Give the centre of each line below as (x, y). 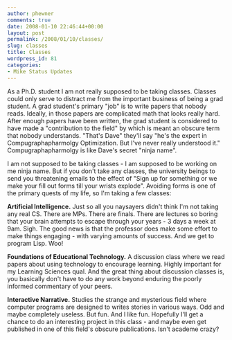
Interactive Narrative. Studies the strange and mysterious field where (107, 299)
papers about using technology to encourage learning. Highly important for (114, 264)
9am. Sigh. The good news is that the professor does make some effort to (113, 229)
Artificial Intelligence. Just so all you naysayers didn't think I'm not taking (113, 206)
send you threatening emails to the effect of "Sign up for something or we (112, 178)
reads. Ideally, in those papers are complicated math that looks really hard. (114, 113)
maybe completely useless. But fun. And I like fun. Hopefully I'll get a (105, 314)
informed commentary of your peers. (60, 286)
